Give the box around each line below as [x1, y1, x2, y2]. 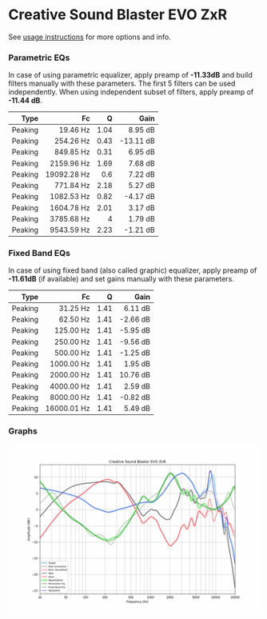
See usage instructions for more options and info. [8, 32, 172, 42]
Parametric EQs [8, 52, 70, 63]
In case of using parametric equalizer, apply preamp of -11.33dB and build [8, 70, 253, 80]
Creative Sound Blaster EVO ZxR [8, 6, 228, 24]
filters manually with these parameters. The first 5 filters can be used [8, 78, 236, 89]
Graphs [8, 425, 38, 437]
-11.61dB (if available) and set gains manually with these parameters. [8, 274, 234, 284]
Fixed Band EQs [8, 247, 70, 258]
